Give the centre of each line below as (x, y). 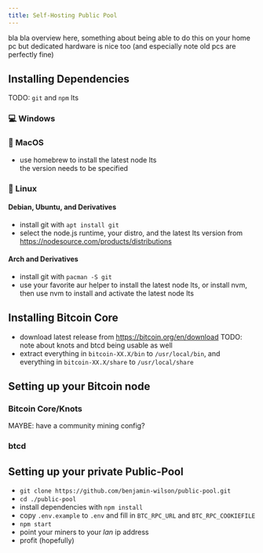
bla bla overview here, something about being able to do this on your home (130, 38)
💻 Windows (32, 118)
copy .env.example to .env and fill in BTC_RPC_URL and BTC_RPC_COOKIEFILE (137, 515)
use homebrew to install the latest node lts (88, 160)
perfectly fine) (31, 54)
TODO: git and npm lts (44, 98)
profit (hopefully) (47, 540)
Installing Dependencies (69, 79)
